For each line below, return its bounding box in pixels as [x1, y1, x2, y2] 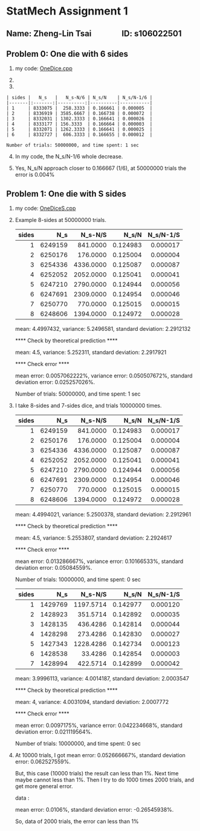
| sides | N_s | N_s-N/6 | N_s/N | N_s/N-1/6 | [6, 95, 153, 101]
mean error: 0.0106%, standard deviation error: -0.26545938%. [15, 806, 174, 813]
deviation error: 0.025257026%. [15, 379, 95, 386]
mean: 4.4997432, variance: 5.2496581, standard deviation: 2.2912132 [15, 325, 191, 333]
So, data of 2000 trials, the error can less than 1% [15, 818, 139, 825]
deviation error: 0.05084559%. [15, 564, 92, 572]
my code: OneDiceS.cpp [15, 204, 76, 212]
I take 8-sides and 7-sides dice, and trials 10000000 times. [15, 402, 162, 409]
